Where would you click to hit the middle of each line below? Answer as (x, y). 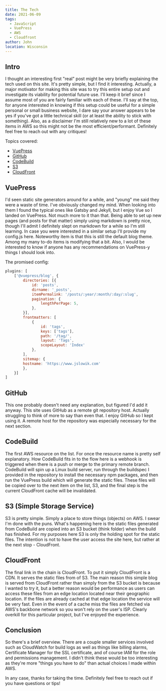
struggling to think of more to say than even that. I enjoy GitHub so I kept (79, 416)
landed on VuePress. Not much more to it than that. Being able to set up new (83, 216)
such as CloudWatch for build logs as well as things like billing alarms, (77, 647)
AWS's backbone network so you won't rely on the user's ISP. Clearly (76, 609)
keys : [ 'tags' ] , (57, 331)
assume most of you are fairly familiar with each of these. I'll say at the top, (82, 100)
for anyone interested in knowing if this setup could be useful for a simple (80, 105)
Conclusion (23, 630)
